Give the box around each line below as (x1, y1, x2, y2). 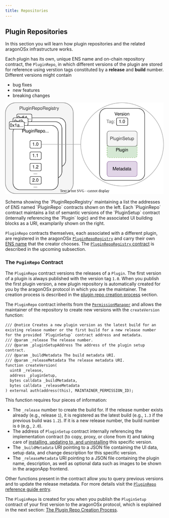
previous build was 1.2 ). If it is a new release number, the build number (12, 418, 160, 424)
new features (12, 87, 40, 93)
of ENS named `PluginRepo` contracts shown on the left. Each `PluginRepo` (5, 204, 161, 210)
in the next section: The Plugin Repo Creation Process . (5, 507, 118, 513)
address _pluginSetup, (10, 373, 57, 378)
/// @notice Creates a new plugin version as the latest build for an (5, 323, 156, 328)
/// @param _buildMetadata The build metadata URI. (5, 353, 116, 358)
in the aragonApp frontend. (12, 466, 69, 472)
